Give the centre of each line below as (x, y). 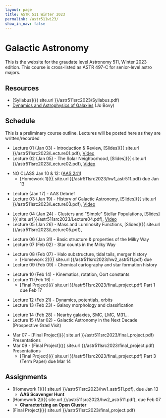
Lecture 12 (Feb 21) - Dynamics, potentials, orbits (62, 300)
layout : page (19, 10)
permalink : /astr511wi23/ (32, 19)
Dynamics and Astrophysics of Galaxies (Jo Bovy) (63, 105)
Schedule (20, 121)
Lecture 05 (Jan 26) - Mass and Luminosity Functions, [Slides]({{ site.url (86, 224)
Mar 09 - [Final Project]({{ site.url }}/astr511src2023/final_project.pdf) (83, 345)
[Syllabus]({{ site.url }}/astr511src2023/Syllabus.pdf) (66, 100)
